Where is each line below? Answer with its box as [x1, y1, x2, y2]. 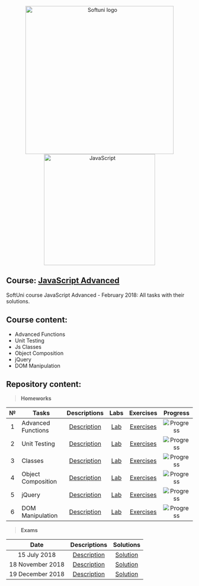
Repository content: [6, 379, 82, 389]
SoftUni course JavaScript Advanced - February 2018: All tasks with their [6, 291, 185, 299]
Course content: [6, 315, 68, 325]
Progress [163, 409, 190, 417]
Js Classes [14, 343, 41, 350]
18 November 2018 [9, 561, 65, 569]
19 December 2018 [9, 570, 65, 578]
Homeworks [20, 395, 52, 402]
